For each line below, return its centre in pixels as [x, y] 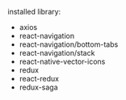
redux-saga [38, 87]
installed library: [34, 12]
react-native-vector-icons [62, 61]
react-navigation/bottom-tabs [69, 44]
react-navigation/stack [57, 53]
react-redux [39, 79]
